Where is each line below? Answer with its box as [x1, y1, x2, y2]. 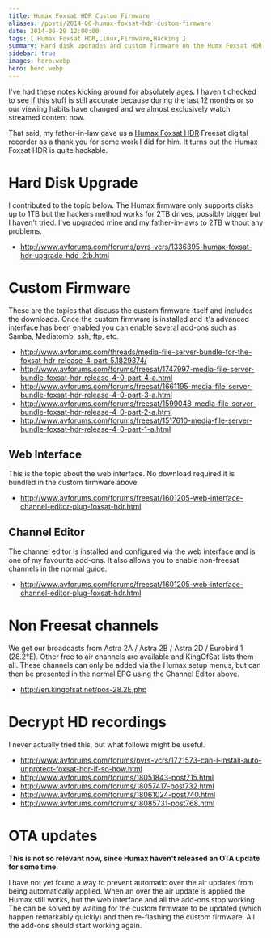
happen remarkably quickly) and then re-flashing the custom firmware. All [8, 912, 255, 922]
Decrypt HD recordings [8, 713, 167, 732]
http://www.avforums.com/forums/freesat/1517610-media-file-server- [19, 416, 253, 425]
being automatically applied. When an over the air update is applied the [8, 886, 246, 896]
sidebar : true [8, 49, 57, 57]
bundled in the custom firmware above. [8, 478, 140, 488]
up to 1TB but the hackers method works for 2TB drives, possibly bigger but [8, 209, 261, 218]
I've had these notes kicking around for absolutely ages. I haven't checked [8, 87, 256, 96]
